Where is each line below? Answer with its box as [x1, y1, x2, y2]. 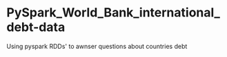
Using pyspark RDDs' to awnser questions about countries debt [6, 42, 188, 50]
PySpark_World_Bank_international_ [6, 5, 220, 21]
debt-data [6, 19, 66, 35]
